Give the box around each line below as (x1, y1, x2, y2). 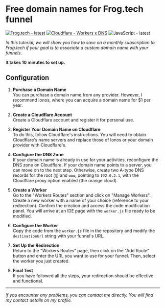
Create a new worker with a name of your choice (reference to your (12, 197, 149, 203)
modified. (12, 213, 32, 219)
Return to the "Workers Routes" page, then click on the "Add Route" (12, 247, 150, 253)
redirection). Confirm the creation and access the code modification (12, 202, 150, 209)
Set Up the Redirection (12, 242, 60, 248)
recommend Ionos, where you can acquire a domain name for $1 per (12, 97, 151, 103)
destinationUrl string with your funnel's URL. (12, 233, 105, 238)
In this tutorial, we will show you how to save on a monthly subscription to (5, 39, 155, 45)
